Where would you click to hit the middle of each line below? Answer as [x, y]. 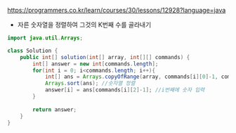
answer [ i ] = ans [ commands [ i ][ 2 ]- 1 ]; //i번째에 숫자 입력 [125, 90]
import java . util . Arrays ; [45, 38]
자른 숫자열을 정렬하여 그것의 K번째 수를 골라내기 [84, 25]
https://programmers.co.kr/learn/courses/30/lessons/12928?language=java [117, 10]
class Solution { [33, 51]
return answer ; [55, 109]
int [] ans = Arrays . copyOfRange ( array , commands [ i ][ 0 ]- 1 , [131, 77]
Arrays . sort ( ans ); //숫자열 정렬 [90, 84]
